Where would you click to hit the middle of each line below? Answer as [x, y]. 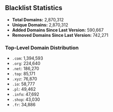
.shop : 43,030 [26, 99]
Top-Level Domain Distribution [42, 48]
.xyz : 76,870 [24, 79]
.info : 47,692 [26, 95]
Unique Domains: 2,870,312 [40, 25]
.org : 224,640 [26, 64]
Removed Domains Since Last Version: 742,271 [60, 35]
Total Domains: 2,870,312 [38, 19]
